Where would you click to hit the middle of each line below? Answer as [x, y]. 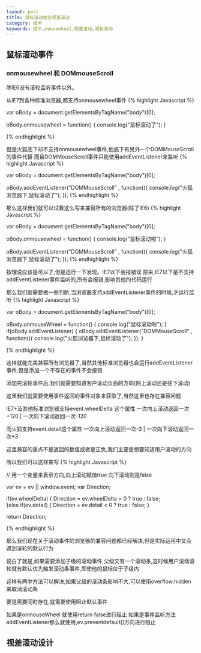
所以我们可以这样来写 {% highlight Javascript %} [67, 462]
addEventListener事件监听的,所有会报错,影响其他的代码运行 [79, 279]
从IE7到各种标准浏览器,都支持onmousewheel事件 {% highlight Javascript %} [100, 100]
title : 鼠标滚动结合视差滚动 [38, 17]
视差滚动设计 [30, 643]
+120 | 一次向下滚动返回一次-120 [46, 416]
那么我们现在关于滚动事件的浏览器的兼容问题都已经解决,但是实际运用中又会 [99, 540]
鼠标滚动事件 [30, 55]
